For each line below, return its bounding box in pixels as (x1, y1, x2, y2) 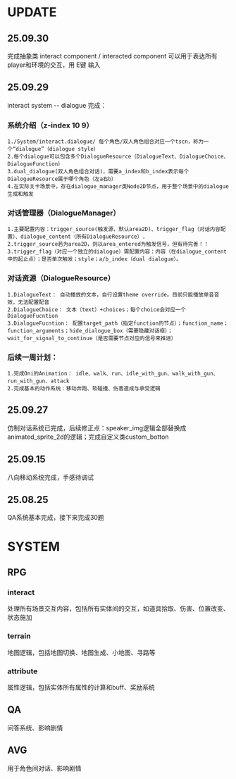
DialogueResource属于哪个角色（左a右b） (7, 175, 117, 183)
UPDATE (7, 4, 57, 20)
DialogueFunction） (7, 161, 63, 168)
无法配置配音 (17, 299, 50, 306)
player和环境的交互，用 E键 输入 (7, 61, 101, 69)
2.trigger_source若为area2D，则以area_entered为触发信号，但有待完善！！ (7, 241, 209, 248)
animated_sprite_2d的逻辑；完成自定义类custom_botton (7, 432, 169, 441)
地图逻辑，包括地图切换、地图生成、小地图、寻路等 (7, 648, 156, 656)
